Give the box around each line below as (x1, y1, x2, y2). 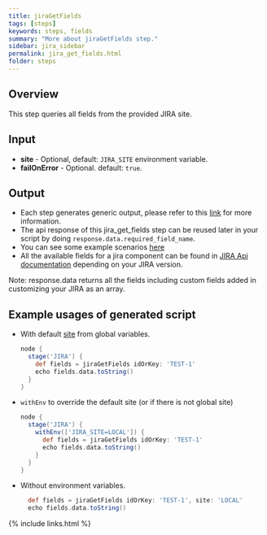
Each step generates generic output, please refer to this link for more (20, 208, 252, 218)
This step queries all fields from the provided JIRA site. (8, 109, 193, 119)
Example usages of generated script (8, 307, 196, 321)
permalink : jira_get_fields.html (8, 50, 122, 58)
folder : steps (8, 58, 57, 66)
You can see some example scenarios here (20, 242, 165, 252)
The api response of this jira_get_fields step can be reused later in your (20, 225, 259, 235)
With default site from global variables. (20, 329, 151, 339)
